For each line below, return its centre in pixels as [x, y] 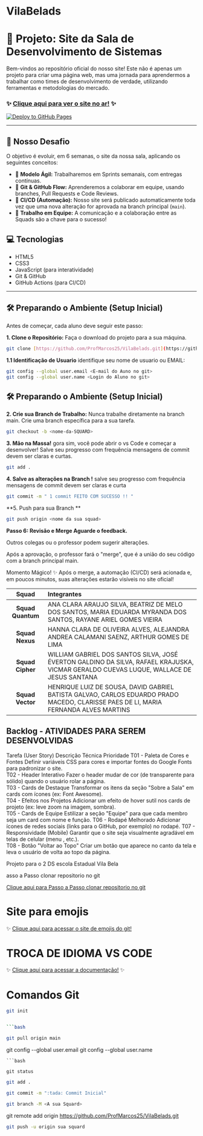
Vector [25, 702]
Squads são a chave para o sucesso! [61, 219]
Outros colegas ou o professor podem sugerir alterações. [78, 542]
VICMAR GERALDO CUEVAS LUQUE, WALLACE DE [120, 669]
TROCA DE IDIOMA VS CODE [79, 953]
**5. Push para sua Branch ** [43, 508]
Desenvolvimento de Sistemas [84, 52]
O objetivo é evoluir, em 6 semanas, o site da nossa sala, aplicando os [93, 156]
